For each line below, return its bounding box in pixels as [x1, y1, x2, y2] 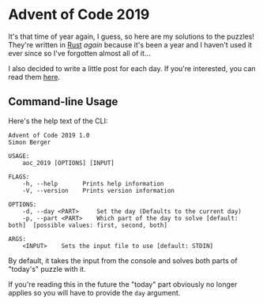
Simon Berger [8, 138, 51, 146]
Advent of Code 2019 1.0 [8, 131, 90, 139]
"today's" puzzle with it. [8, 264, 86, 273]
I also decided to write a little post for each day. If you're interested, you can [8, 63, 256, 73]
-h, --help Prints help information [22, 179, 164, 187]
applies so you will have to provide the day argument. [8, 288, 181, 297]
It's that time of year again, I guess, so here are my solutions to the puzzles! [8, 32, 255, 41]
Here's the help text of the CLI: [8, 116, 108, 126]
